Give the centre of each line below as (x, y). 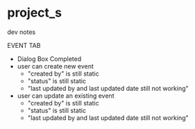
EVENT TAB (24, 45)
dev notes (22, 32)
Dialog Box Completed (49, 59)
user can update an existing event (66, 96)
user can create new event (55, 66)
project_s (35, 13)
